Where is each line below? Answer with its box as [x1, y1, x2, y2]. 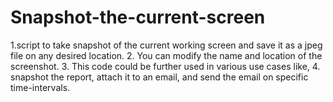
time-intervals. [10, 81, 71, 93]
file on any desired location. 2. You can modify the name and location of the [10, 49, 323, 61]
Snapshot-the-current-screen [10, 6, 266, 29]
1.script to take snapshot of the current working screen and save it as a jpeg [10, 39, 323, 51]
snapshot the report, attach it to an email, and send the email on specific [10, 71, 309, 83]
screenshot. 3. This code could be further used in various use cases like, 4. [10, 60, 321, 72]
